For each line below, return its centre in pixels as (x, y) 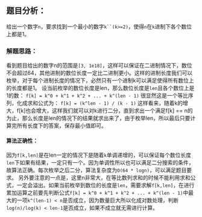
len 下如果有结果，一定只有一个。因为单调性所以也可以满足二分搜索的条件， (100, 163)
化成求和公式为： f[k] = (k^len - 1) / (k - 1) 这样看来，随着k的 (100, 103)
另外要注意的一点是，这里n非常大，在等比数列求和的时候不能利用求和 (104, 178)
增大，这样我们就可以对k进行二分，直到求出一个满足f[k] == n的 (114, 111)
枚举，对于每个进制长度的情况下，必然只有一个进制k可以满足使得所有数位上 (100, 81)
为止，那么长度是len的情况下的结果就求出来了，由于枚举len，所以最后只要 (98, 118)
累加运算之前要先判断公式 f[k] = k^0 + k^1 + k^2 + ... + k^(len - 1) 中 (97, 193)
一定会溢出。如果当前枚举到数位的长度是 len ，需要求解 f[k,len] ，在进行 (106, 185)
